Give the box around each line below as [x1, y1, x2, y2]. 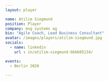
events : [5, 59, 22, 64]
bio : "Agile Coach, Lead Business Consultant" [5, 31, 104, 36]
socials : [5, 40, 24, 46]
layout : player [5, 7, 37, 13]
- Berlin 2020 [10, 63, 39, 68]
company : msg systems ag [5, 26, 57, 31]
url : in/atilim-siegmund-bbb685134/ [14, 49, 93, 55]
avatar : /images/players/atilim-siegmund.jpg [5, 35, 102, 40]
